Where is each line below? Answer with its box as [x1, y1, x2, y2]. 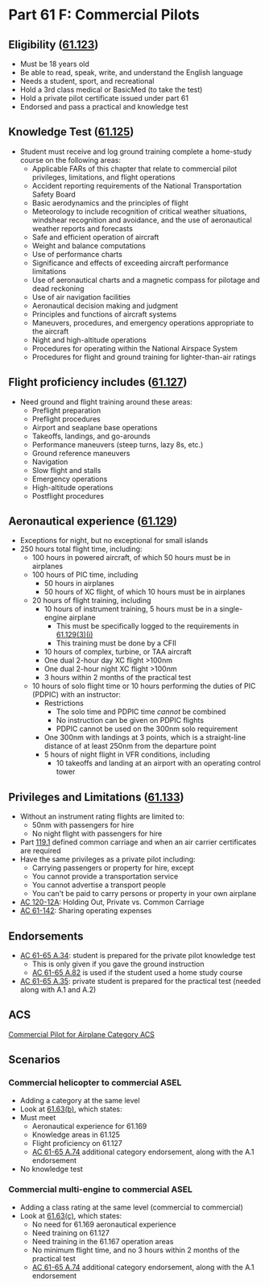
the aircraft [31, 326, 69, 336]
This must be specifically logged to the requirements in [56, 621, 239, 631]
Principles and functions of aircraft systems [31, 309, 177, 319]
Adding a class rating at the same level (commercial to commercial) [19, 1202, 244, 1212]
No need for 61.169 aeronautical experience [31, 1219, 176, 1229]
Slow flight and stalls [31, 465, 101, 475]
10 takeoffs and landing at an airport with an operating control [56, 758, 261, 768]
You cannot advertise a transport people [31, 880, 167, 890]
